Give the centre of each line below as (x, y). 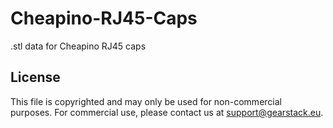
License (35, 77)
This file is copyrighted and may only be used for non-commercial (146, 101)
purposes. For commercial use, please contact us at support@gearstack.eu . (167, 112)
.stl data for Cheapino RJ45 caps (78, 46)
